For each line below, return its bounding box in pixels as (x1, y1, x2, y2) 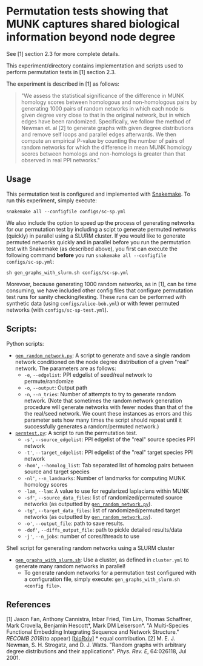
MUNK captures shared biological (6, 17, 180, 31)
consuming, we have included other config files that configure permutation (6, 287, 193, 294)
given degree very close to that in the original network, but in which (21, 111, 190, 118)
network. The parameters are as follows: (15, 365, 116, 372)
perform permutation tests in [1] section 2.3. (6, 68, 116, 75)
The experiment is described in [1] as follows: (6, 80, 120, 88)
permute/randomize (24, 377, 74, 385)
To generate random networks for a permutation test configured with (24, 569, 196, 576)
